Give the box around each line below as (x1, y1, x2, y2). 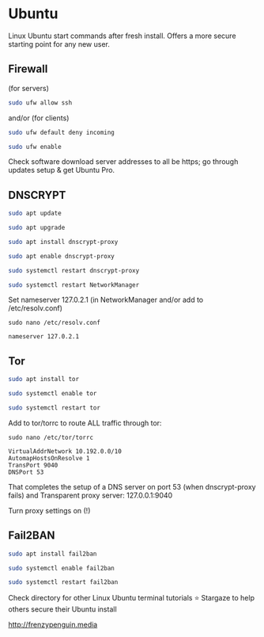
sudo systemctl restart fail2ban (8, 578, 119, 586)
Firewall (8, 63, 48, 76)
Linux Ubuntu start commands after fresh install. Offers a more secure (8, 31, 236, 40)
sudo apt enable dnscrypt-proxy (8, 252, 115, 260)
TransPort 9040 (8, 461, 58, 469)
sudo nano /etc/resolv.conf (8, 318, 101, 327)
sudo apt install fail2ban (8, 550, 97, 558)
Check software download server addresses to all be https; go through (8, 157, 239, 166)
